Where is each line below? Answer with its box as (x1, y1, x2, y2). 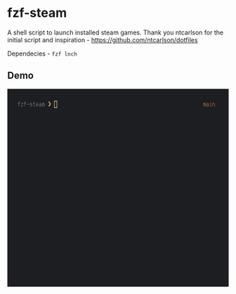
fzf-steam (7, 5, 67, 21)
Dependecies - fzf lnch (7, 49, 77, 58)
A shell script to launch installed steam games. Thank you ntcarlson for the (7, 28, 223, 37)
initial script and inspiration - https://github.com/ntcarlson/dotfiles (7, 35, 198, 44)
